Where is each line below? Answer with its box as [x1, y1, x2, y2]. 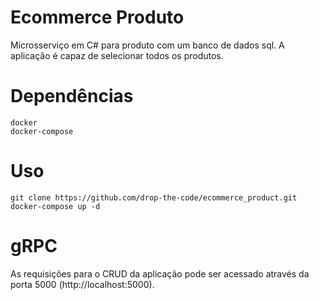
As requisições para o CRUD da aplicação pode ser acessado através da [10, 267, 310, 280]
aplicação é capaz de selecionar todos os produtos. [10, 49, 224, 61]
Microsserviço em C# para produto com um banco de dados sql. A [10, 39, 285, 51]
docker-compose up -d [10, 201, 101, 211]
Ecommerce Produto [10, 6, 185, 29]
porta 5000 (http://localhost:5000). [10, 278, 155, 290]
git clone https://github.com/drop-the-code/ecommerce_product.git [10, 192, 298, 203]
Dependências [10, 85, 134, 108]
